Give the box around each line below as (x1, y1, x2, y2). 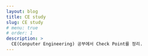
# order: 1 (6, 30, 33, 36)
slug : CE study (6, 19, 44, 25)
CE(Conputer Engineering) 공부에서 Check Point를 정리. (11, 41, 143, 47)
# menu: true (6, 24, 38, 31)
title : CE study (6, 14, 46, 20)
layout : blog (6, 8, 38, 15)
